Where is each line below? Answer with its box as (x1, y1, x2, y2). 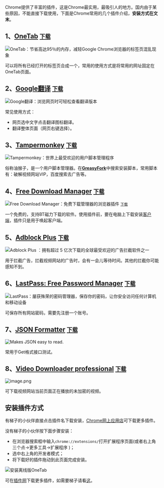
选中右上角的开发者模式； (12, 451, 64, 457)
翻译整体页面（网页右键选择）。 (12, 125, 75, 131)
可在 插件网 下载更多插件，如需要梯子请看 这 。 (5, 478, 95, 484)
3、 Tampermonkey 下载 (5, 141, 77, 149)
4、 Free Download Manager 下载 (5, 187, 105, 195)
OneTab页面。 (5, 69, 34, 74)
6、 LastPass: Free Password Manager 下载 (5, 279, 136, 288)
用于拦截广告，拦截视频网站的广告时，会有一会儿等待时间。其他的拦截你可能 (5, 257, 159, 263)
